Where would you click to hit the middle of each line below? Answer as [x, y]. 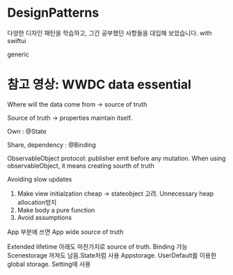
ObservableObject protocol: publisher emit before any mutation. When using [116, 158]
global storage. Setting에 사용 [49, 264]
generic [18, 54]
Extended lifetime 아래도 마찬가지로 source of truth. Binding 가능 [97, 246]
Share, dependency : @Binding [51, 145]
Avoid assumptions [45, 217]
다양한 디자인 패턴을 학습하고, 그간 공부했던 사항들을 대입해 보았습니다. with [110, 33]
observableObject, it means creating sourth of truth [81, 166]
